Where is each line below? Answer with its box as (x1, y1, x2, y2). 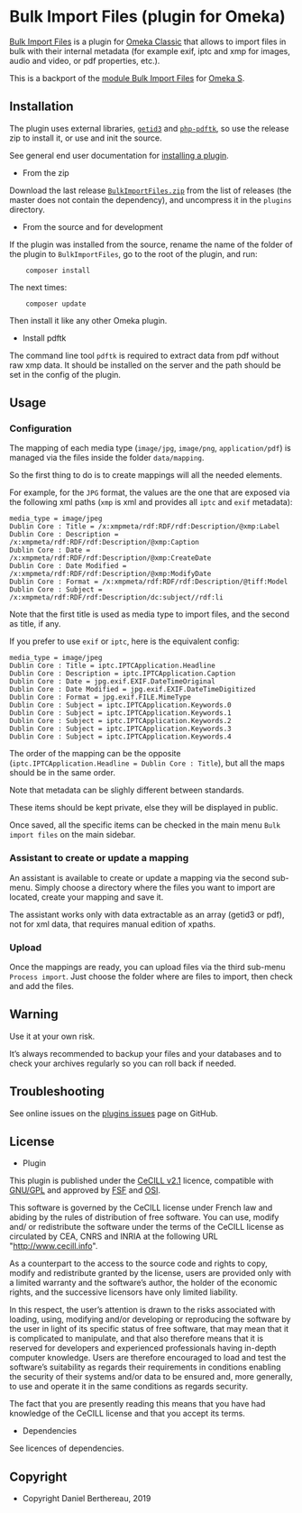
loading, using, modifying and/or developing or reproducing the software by (9, 1314, 291, 1325)
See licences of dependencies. (9, 1443, 124, 1453)
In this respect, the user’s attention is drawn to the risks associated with (9, 1305, 276, 1316)
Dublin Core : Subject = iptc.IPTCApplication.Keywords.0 (9, 701, 232, 710)
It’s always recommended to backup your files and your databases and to (9, 1048, 282, 1059)
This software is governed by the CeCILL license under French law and (9, 1202, 273, 1214)
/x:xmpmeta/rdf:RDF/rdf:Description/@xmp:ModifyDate (9, 570, 212, 579)
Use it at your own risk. (9, 1031, 96, 1041)
